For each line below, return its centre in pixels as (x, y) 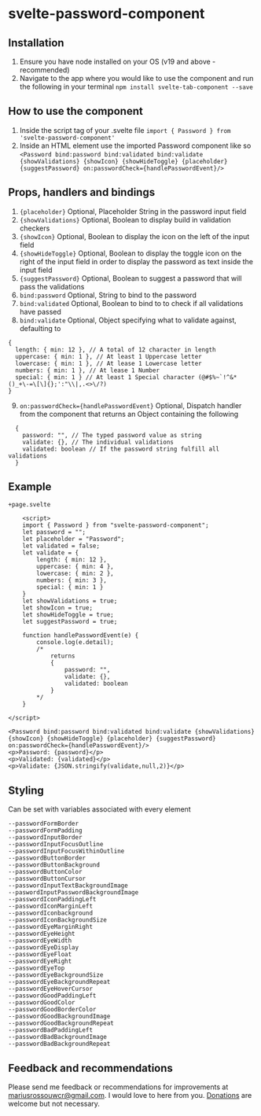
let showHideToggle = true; (68, 615)
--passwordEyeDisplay (44, 948)
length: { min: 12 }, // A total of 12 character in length (116, 350)
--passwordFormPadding (45, 831)
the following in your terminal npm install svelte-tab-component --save (136, 87)
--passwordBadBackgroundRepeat (59, 1044)
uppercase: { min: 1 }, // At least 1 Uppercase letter (108, 356)
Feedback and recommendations (90, 1068)
